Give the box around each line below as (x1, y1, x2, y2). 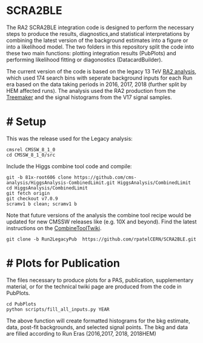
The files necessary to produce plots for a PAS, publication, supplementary (6, 276, 194, 284)
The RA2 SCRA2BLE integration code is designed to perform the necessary (6, 24, 195, 31)
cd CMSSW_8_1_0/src (6, 152, 56, 158)
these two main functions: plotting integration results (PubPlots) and (6, 49, 176, 56)
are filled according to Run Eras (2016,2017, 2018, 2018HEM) (6, 330, 156, 337)
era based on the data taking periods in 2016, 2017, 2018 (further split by (6, 80, 187, 88)
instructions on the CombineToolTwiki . (6, 224, 102, 231)
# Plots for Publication (6, 256, 120, 270)
